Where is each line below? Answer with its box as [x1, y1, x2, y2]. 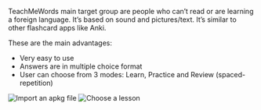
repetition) [19, 78, 53, 87]
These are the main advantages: [8, 38, 112, 48]
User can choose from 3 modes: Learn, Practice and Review [19, 70, 214, 79]
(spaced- [215, 70, 245, 79]
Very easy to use [19, 54, 74, 62]
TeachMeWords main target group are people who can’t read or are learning [8, 7, 254, 16]
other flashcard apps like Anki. [8, 23, 107, 32]
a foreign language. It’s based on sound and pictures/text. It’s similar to [8, 15, 237, 24]
